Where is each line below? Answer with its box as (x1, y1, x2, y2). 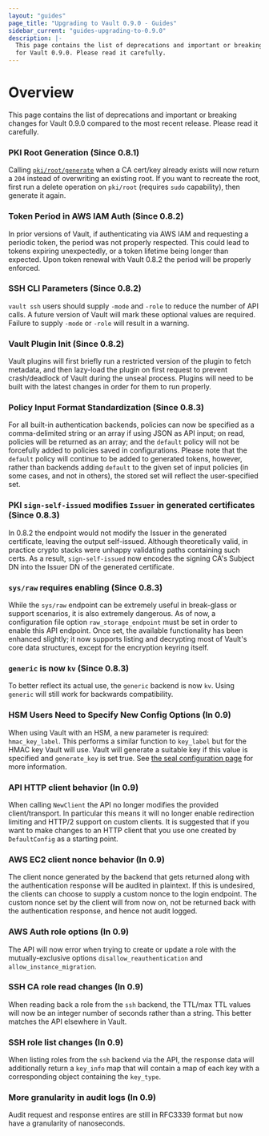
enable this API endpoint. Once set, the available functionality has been (8, 626, 243, 635)
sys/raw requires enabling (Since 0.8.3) (8, 582, 163, 593)
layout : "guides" (8, 11, 66, 20)
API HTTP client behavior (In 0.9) (8, 782, 139, 793)
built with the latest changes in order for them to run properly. (8, 382, 212, 392)
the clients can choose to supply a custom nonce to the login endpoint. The (8, 889, 258, 899)
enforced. (8, 263, 41, 272)
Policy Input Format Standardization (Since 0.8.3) (8, 402, 204, 413)
